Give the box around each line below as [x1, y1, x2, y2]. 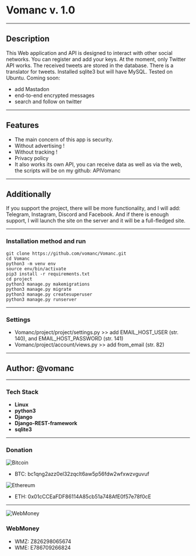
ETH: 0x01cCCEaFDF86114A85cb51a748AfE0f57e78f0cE [14, 493, 152, 500]
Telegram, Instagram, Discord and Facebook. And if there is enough [6, 211, 169, 218]
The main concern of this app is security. [14, 135, 113, 143]
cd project [6, 276, 33, 282]
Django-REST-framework [14, 420, 78, 427]
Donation [6, 446, 33, 454]
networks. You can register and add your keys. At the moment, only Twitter [6, 55, 186, 62]
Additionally [6, 189, 51, 199]
